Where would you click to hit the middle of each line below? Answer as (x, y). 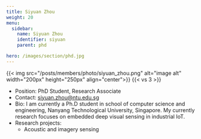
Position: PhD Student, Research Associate (68, 91)
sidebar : (22, 28)
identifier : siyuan (41, 40)
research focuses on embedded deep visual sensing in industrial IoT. (100, 116)
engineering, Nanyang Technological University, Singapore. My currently (105, 110)
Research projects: (38, 123)
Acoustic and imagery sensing (61, 129)
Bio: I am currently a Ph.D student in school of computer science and (100, 104)
